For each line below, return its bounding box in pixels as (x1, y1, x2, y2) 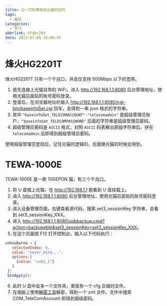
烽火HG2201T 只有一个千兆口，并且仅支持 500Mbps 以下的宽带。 (5, 76, 140, 82)
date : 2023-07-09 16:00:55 (5, 36, 61, 41)
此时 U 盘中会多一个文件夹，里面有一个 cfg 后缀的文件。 (12, 282, 128, 288)
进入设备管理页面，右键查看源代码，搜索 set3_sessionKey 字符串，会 (12, 205, 155, 211)
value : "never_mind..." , (11, 250, 64, 255)
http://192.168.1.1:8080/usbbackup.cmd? (22, 218, 105, 224)
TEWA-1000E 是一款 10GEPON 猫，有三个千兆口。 (5, 176, 109, 182)
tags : (5, 12, 16, 17)
